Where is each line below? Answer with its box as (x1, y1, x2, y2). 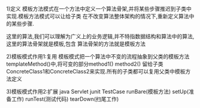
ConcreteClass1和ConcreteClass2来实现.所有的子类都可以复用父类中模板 (6, 68, 186, 75)
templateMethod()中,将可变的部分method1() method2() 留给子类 (6, 60, 163, 67)
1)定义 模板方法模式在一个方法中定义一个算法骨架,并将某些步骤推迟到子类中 (6, 5, 192, 12)
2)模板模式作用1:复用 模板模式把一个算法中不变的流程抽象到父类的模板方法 (6, 53, 190, 60)
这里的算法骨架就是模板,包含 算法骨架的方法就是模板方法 (6, 41, 146, 47)
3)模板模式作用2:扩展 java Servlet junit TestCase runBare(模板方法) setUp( (6, 88, 189, 95)
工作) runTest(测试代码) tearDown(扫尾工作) (11, 95, 119, 103)
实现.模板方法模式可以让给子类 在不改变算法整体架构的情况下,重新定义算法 (6, 13, 190, 20)
